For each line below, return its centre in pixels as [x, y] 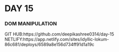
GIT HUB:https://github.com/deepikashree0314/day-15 [59, 34]
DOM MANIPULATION [31, 24]
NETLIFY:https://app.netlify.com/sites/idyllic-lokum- [57, 39]
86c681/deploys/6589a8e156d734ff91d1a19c [50, 45]
